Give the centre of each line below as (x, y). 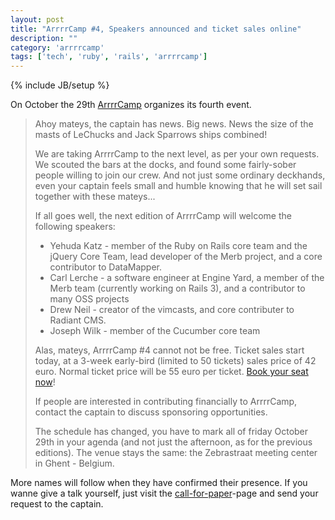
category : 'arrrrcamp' (57, 47)
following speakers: (75, 227)
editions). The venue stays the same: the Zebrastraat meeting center (176, 453)
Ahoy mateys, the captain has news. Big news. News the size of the (174, 124)
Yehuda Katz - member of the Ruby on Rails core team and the (178, 246)
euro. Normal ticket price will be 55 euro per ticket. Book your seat (171, 372)
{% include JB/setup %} (60, 85)
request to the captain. (57, 504)
